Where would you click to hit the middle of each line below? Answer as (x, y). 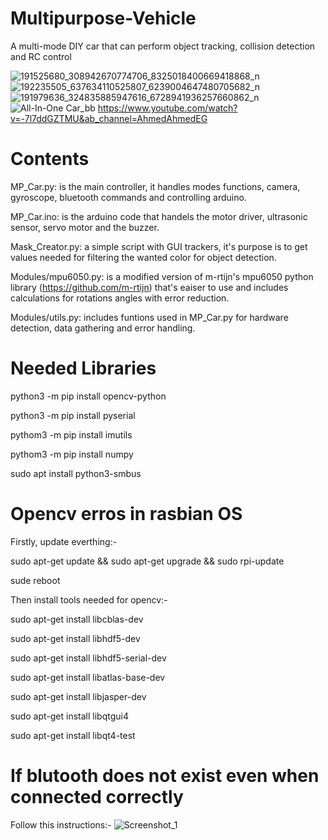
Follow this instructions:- (61, 824)
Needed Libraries (83, 368)
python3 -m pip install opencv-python (88, 396)
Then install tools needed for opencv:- (89, 599)
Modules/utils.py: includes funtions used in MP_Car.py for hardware (149, 317)
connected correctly (97, 796)
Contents (50, 159)
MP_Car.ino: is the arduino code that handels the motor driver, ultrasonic (159, 216)
